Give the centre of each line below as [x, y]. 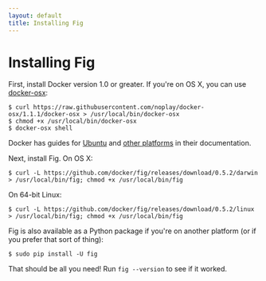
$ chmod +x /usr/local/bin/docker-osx [72, 121]
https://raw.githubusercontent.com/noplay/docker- [119, 107]
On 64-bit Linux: [35, 195]
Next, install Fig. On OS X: [51, 158]
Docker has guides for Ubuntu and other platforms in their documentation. [130, 143]
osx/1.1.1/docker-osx [44, 115]
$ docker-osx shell [41, 128]
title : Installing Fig [46, 23]
